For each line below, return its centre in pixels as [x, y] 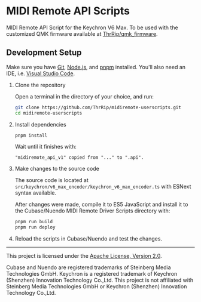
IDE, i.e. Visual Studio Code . [41, 73]
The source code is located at [51, 180]
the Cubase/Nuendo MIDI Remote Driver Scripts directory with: [92, 211]
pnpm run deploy [35, 227]
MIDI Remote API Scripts [68, 11]
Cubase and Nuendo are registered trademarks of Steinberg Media [89, 267]
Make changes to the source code [57, 169]
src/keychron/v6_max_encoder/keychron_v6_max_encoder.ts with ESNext [103, 187]
